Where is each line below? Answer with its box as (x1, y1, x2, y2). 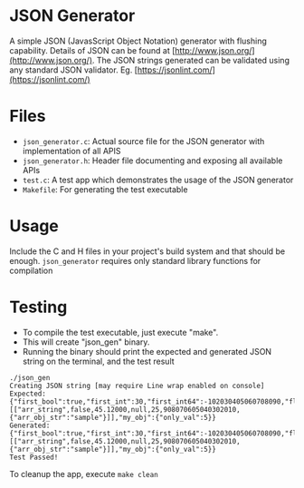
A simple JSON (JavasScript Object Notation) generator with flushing (9, 35, 267, 46)
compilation (9, 265, 53, 276)
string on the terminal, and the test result (22, 356, 175, 366)
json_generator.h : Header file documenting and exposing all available (22, 155, 283, 166)
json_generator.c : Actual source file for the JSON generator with (22, 135, 265, 146)
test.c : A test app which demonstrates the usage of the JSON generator (22, 174, 294, 185)
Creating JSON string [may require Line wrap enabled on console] (9, 381, 265, 390)
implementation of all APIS (22, 145, 121, 156)
